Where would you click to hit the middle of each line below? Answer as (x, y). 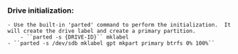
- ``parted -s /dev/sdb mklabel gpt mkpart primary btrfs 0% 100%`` (111, 43)
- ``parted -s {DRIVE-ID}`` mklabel (75, 37)
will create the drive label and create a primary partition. (102, 31)
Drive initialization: (41, 11)
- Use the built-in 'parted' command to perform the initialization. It (119, 25)
